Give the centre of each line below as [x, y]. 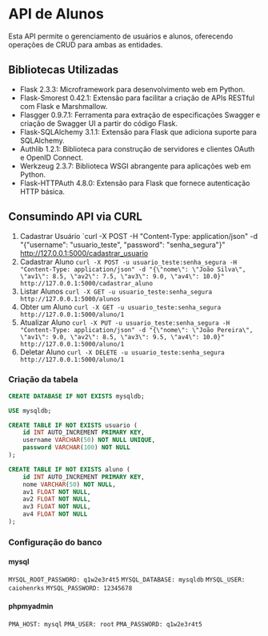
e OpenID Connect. [52, 157]
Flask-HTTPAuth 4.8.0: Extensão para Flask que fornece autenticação [135, 183]
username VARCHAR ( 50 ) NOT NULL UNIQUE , [89, 440]
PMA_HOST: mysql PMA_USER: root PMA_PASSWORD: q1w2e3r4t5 [105, 625]
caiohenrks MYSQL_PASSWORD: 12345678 [70, 589]
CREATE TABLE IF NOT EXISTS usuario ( [73, 425]
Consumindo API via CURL [75, 217]
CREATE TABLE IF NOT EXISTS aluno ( [69, 469]
